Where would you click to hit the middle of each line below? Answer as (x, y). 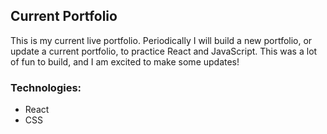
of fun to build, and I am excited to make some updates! (125, 61)
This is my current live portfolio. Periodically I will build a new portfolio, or (161, 40)
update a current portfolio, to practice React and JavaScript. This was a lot (164, 51)
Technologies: (46, 87)
